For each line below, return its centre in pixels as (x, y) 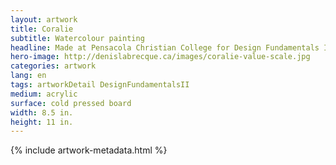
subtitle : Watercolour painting (77, 38)
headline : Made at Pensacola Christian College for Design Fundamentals (165, 47)
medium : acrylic (44, 94)
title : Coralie (42, 29)
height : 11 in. (42, 122)
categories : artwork (53, 66)
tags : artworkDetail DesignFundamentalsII (100, 85)
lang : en (28, 76)
